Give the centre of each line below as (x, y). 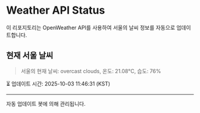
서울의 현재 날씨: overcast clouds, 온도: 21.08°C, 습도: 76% (91, 71)
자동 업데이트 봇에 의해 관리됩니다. (46, 103)
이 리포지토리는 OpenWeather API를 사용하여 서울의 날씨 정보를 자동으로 (91, 27)
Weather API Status (56, 10)
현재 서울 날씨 (30, 56)
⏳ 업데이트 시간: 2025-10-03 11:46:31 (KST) (58, 83)
